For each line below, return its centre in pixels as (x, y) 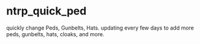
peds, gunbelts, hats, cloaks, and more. (55, 34)
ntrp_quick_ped (46, 11)
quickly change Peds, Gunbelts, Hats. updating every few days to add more (100, 28)
